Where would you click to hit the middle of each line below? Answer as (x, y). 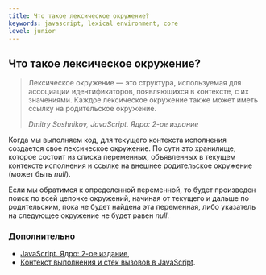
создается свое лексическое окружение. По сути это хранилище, (122, 148)
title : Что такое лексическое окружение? (79, 16)
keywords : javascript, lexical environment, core (94, 23)
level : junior (32, 31)
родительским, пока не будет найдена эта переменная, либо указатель (132, 207)
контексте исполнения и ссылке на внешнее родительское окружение (130, 165)
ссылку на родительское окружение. (92, 109)
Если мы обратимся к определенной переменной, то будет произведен (132, 190)
